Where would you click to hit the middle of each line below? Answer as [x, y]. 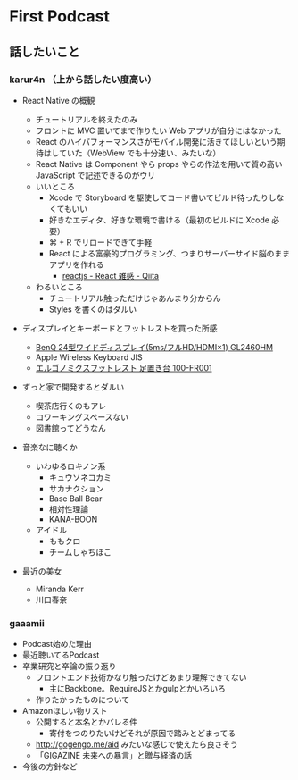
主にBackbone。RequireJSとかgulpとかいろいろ [137, 689]
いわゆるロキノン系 [70, 465]
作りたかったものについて [83, 700]
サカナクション [76, 488]
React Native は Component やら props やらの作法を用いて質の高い [159, 164]
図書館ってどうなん [70, 428]
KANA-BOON [73, 519]
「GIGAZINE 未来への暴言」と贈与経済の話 [114, 756]
